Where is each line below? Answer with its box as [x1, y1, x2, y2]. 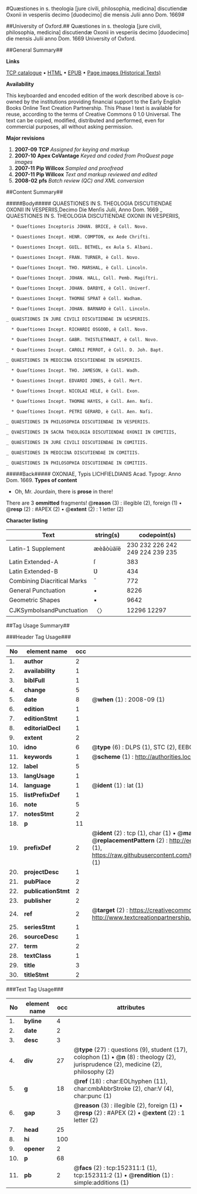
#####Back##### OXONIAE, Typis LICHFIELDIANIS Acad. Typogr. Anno [6, 470, 182, 477]
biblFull [24, 677, 45, 684]
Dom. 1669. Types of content [6, 477, 77, 483]
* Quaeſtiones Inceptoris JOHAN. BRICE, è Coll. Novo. [11, 224, 148, 230]
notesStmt [24, 810, 54, 818]
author [24, 657, 43, 665]
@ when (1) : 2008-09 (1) [91, 695, 165, 704]
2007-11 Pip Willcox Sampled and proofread [14, 164, 124, 171]
